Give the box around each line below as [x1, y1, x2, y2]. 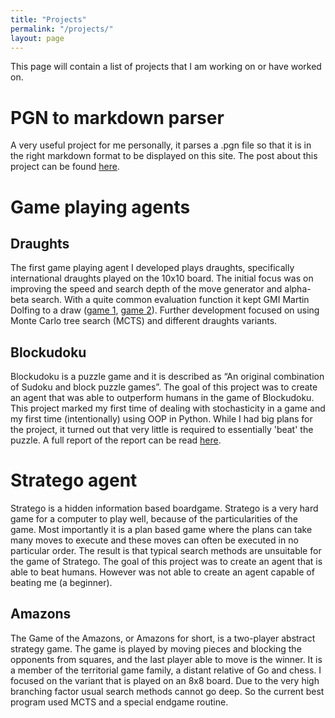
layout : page [10, 33, 65, 43]
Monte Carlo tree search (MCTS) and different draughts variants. [10, 315, 278, 327]
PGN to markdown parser [10, 106, 225, 129]
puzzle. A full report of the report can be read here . [10, 434, 222, 446]
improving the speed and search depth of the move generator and [10, 283, 283, 295]
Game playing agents [10, 196, 191, 218]
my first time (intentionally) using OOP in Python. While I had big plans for [10, 413, 313, 425]
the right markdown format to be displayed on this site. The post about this [10, 150, 318, 162]
